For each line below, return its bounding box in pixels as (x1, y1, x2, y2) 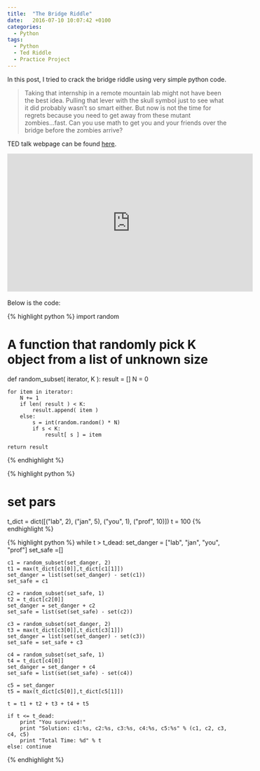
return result (7, 443, 49, 451)
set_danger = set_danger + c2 (7, 602, 96, 609)
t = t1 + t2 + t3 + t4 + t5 (7, 700, 90, 707)
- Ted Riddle (13, 50, 52, 57)
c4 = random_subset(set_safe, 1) (7, 651, 105, 658)
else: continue (7, 743, 52, 750)
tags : (7, 36, 23, 43)
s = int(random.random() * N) (32, 418, 121, 426)
